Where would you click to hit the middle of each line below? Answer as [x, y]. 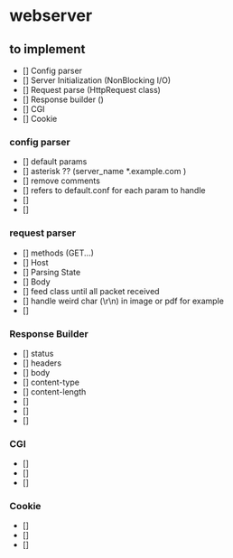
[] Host [35, 262]
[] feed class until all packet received [91, 291]
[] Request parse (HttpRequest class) [91, 90]
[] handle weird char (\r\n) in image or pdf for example [123, 301]
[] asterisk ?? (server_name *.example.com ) [104, 172]
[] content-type [51, 382]
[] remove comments [61, 181]
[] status [38, 353]
